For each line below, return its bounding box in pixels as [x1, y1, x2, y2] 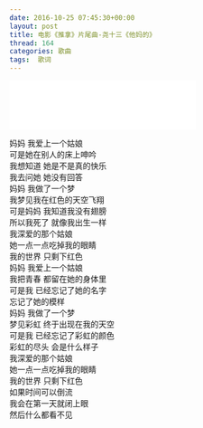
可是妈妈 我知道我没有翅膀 [9, 205, 106, 216]
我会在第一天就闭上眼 [9, 398, 88, 408]
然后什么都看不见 [9, 409, 73, 420]
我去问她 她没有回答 [9, 172, 83, 182]
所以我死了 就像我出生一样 [9, 217, 106, 227]
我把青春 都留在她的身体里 [9, 273, 106, 284]
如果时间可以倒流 [9, 386, 73, 397]
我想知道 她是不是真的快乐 [9, 160, 106, 171]
